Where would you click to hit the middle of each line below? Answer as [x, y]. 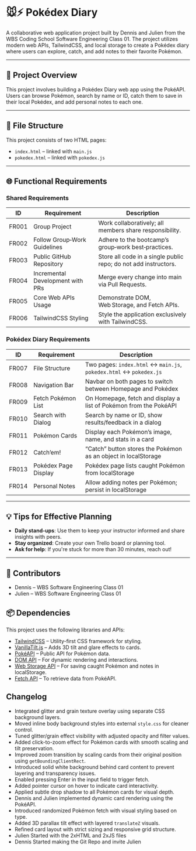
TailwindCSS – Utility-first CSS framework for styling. [78, 641]
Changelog [27, 697]
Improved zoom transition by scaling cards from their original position [98, 754]
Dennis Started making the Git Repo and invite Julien [78, 842]
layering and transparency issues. [55, 773]
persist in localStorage [116, 490]
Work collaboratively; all [131, 223]
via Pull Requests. [123, 285]
